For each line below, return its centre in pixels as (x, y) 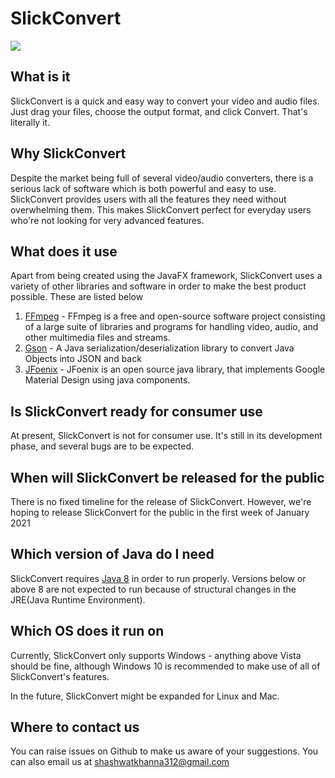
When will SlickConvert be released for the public (167, 477)
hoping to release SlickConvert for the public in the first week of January (160, 512)
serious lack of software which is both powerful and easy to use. (143, 188)
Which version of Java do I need (112, 554)
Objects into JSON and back (83, 359)
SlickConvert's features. (60, 676)
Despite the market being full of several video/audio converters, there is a (162, 178)
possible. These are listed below (77, 297)
